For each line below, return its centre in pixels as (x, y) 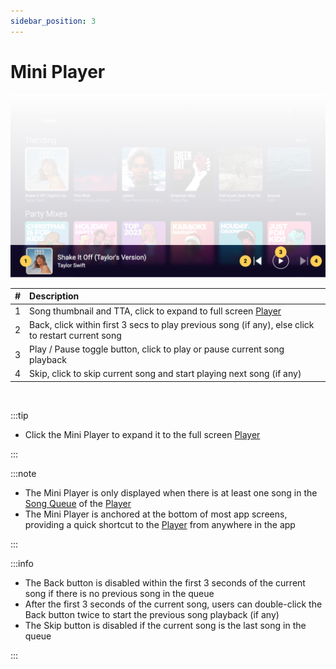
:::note (23, 473)
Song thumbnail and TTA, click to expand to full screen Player (155, 311)
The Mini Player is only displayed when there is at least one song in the (171, 492)
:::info (22, 563)
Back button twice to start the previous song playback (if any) (152, 614)
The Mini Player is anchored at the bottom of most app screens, (156, 514)
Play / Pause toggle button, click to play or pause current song (157, 349)
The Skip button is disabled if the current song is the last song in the (165, 625)
